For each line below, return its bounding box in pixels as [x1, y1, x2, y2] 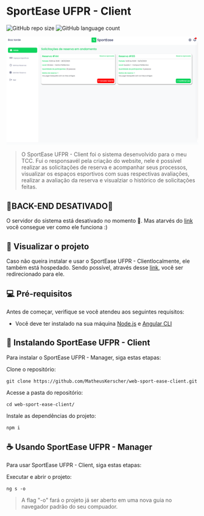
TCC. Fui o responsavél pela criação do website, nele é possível [21, 157, 181, 165]
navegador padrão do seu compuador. [21, 503, 118, 510]
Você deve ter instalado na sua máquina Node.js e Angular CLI [15, 320, 172, 327]
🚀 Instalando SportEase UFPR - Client [6, 337, 150, 348]
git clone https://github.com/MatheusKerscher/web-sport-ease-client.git [6, 378, 198, 384]
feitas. [21, 183, 38, 190]
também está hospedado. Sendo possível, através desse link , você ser [6, 264, 184, 271]
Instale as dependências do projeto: [6, 412, 96, 419]
